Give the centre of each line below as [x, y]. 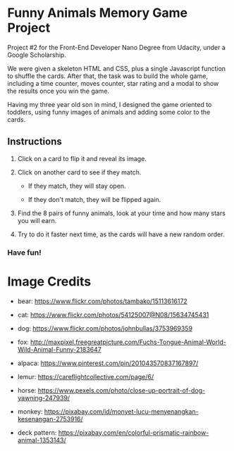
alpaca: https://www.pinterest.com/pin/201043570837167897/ [108, 363]
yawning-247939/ [44, 398]
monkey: [30, 411]
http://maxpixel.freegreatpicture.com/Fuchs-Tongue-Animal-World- [129, 342]
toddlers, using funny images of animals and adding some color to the [109, 112]
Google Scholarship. [37, 55]
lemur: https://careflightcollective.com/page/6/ [86, 376]
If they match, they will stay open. [77, 186]
